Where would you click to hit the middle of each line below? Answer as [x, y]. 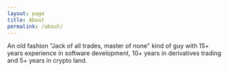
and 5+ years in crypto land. [47, 61]
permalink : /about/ [35, 26]
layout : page [26, 13]
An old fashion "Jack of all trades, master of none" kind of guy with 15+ [108, 46]
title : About [26, 20]
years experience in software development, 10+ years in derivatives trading [114, 53]
